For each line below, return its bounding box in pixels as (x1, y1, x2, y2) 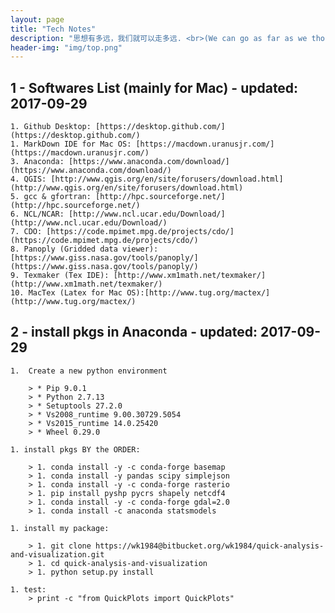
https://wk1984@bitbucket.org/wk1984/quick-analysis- (95, 541, 325, 551)
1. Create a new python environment (10, 366, 168, 376)
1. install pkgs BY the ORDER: (10, 444, 141, 455)
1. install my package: (10, 523, 110, 533)
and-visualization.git (10, 549, 105, 560)
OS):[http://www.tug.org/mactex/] (126, 288, 271, 298)
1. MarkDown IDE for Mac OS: (10, 139, 132, 150)
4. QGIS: (10, 174, 47, 185)
